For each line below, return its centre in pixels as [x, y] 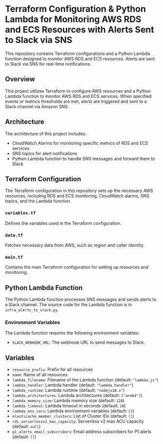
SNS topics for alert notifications [45, 153]
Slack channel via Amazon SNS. [37, 106]
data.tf [14, 235]
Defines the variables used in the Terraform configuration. [63, 223]
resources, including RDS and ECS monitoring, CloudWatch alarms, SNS [77, 196]
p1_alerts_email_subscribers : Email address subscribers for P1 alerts [82, 432]
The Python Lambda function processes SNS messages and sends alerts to [81, 299]
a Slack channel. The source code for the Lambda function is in [69, 305]
